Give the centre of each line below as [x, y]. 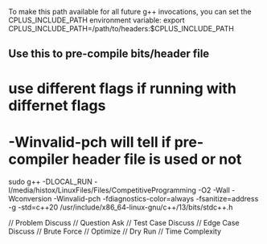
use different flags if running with [123, 88]
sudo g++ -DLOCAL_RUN [50, 181]
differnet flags [57, 106]
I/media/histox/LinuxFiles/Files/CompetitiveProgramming [103, 190]
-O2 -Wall [214, 190]
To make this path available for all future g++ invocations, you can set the [130, 12]
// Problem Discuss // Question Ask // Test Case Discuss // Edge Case [124, 222]
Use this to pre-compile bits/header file [109, 54]
